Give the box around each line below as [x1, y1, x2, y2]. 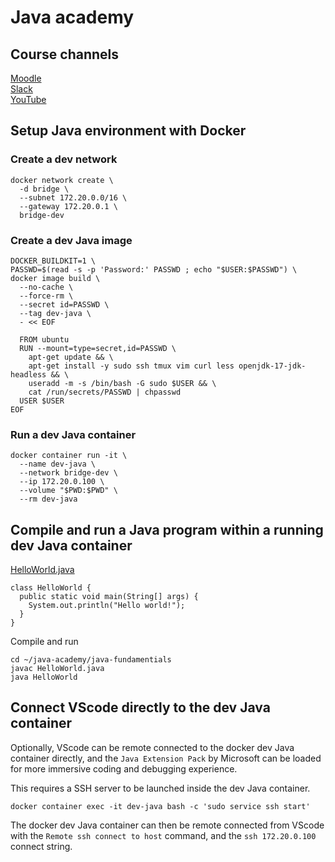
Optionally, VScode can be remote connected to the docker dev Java [10, 741, 295, 753]
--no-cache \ [19, 282, 74, 292]
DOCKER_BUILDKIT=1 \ [10, 256, 97, 266]
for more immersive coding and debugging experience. [10, 762, 238, 775]
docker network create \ [10, 175, 114, 185]
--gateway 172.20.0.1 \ [19, 201, 118, 211]
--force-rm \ [19, 291, 74, 301]
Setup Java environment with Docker [10, 122, 247, 140]
